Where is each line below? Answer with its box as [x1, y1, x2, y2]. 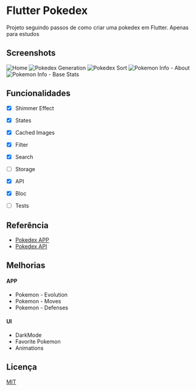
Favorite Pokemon [15, 337, 61, 345]
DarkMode [15, 331, 42, 339]
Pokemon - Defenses [15, 304, 69, 311]
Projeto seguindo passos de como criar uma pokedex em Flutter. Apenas [6, 24, 189, 31]
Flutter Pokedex [6, 4, 88, 18]
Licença [6, 362, 38, 372]
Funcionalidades [6, 88, 71, 99]
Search [15, 153, 33, 160]
